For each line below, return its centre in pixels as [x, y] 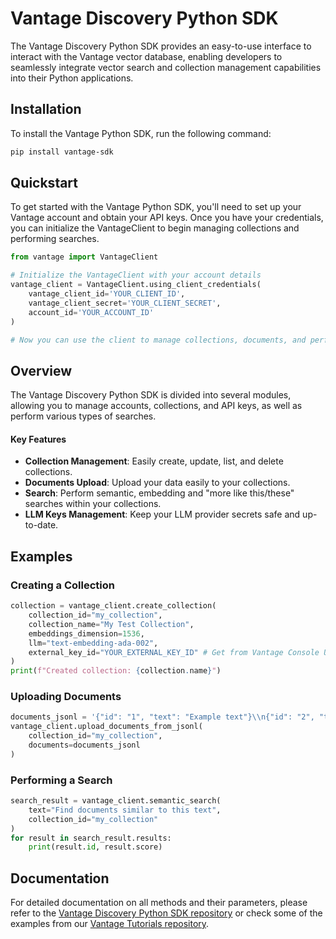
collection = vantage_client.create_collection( [113, 606]
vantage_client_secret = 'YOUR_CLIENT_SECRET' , [125, 303]
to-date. [41, 525]
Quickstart [44, 183]
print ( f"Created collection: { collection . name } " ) [116, 671]
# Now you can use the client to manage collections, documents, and [158, 340]
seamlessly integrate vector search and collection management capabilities [166, 67]
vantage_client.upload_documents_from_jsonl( [106, 727]
